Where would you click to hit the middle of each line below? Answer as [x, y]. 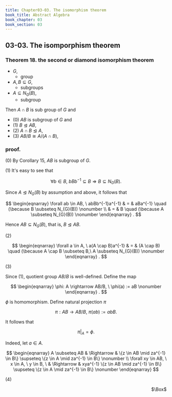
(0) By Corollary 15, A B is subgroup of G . [48, 160]
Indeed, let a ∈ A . [24, 343]
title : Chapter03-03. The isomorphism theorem [56, 10]
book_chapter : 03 [24, 20]
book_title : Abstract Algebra [38, 15]
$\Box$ [159, 389]
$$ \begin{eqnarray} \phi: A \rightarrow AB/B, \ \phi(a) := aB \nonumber [86, 286]
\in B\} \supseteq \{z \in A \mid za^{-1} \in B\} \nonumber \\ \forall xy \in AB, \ [86, 358]
